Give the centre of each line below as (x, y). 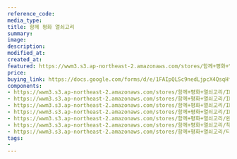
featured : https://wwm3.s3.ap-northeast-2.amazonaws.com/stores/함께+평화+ (118, 66)
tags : (15, 138)
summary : (20, 33)
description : (26, 46)
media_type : (25, 20)
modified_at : (26, 53)
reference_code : (31, 14)
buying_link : (26, 79)
